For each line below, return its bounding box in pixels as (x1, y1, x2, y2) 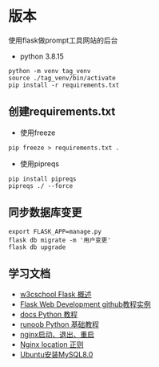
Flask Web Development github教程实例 (19, 300, 152, 309)
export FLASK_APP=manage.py (8, 227, 102, 235)
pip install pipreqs (8, 174, 78, 183)
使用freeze (19, 128, 56, 137)
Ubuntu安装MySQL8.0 (19, 350, 93, 360)
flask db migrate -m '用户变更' (8, 236, 112, 244)
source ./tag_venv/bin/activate (8, 74, 116, 82)
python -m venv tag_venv (8, 67, 91, 75)
